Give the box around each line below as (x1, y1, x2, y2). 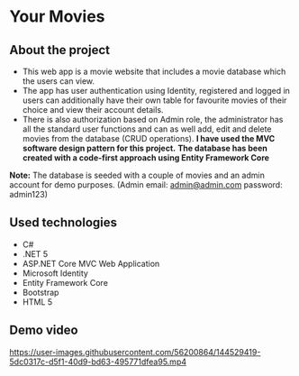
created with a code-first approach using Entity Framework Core (22, 152, 270, 163)
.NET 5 (22, 248, 49, 259)
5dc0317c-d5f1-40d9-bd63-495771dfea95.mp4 (9, 356, 187, 367)
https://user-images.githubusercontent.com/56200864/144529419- (9, 346, 261, 357)
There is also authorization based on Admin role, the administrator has (22, 115, 284, 124)
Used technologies (9, 215, 118, 231)
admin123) (9, 189, 48, 199)
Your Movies (9, 6, 105, 27)
